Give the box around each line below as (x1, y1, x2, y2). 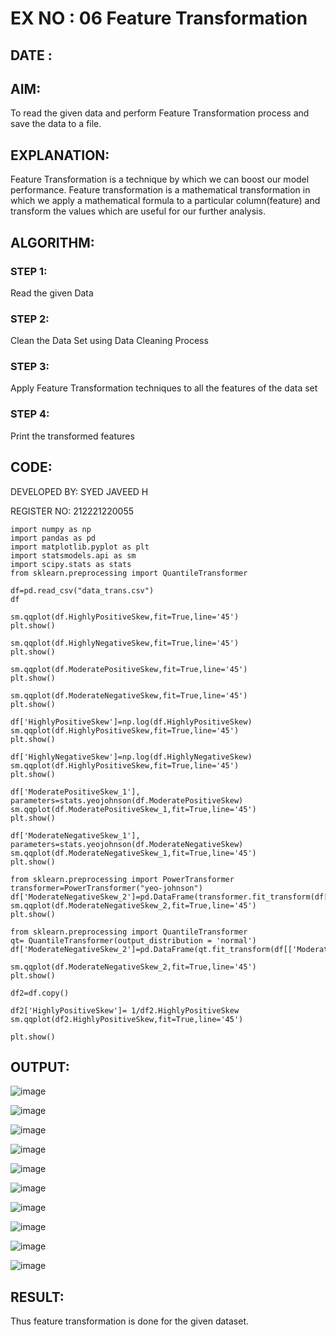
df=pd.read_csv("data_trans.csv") (10, 585, 155, 596)
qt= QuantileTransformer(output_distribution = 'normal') (10, 935, 257, 946)
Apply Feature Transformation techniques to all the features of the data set (10, 382, 318, 394)
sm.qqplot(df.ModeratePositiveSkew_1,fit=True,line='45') (10, 804, 257, 814)
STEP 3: (10, 360, 50, 374)
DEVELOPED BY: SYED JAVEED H (10, 485, 149, 497)
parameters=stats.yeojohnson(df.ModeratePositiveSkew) (10, 795, 244, 806)
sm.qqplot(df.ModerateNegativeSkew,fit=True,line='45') (10, 690, 248, 701)
